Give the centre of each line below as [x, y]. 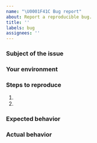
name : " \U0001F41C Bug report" [44, 11]
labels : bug [20, 28]
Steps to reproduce [34, 85]
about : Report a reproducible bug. [49, 17]
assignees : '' [23, 33]
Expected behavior [33, 119]
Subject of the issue [35, 54]
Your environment [32, 69]
